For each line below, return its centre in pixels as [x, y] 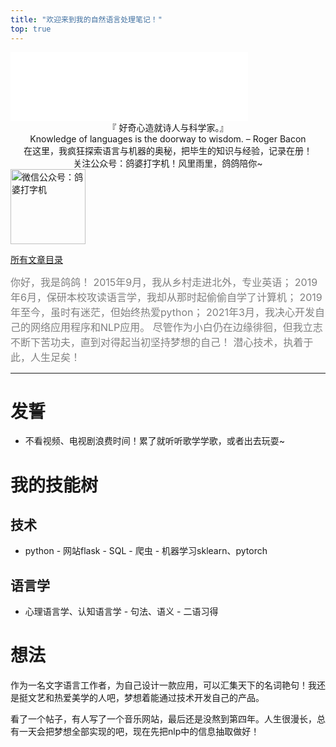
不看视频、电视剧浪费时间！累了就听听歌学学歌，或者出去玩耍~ [155, 441]
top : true [31, 29]
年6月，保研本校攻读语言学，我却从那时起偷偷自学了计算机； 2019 [166, 297]
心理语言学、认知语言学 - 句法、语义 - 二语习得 [121, 612]
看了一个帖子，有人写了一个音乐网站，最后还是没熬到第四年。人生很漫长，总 [168, 719]
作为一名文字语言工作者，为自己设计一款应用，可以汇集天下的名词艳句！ [159, 685]
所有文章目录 [36, 259]
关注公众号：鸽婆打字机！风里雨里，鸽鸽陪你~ [168, 163]
